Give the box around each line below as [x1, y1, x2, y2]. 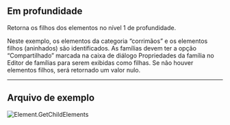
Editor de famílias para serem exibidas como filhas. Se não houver [7, 58, 194, 67]
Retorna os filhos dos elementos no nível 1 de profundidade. [7, 23, 177, 31]
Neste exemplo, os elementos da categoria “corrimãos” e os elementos [7, 37, 208, 45]
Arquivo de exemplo [7, 92, 94, 104]
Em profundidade [7, 5, 83, 17]
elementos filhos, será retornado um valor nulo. [7, 66, 141, 74]
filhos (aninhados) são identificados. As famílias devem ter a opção [7, 44, 197, 52]
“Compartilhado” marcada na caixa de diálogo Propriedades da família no [7, 51, 214, 59]
